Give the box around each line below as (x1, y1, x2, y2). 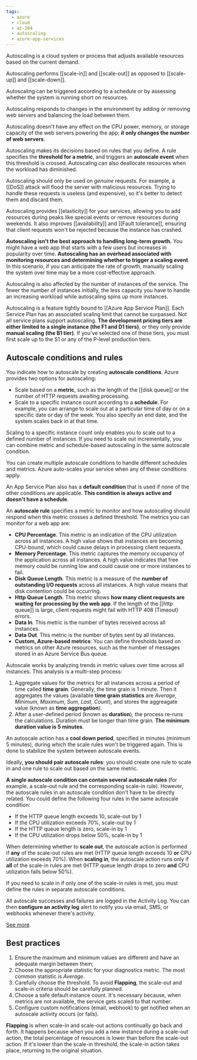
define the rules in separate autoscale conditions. (6, 885, 126, 892)
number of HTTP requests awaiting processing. (14, 392, 130, 399)
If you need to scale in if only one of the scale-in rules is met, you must (6, 879, 178, 887)
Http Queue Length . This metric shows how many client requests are (14, 593, 185, 600)
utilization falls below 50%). (6, 868, 74, 875)
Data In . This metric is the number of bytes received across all (14, 619, 166, 626)
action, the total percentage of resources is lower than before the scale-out (6, 1034, 189, 1041)
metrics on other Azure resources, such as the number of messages (14, 644, 181, 651)
